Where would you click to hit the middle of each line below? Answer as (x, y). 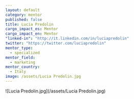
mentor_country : (23, 67)
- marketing (23, 62)
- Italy (18, 72)
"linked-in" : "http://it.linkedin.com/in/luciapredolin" (67, 39)
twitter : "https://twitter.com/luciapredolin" (56, 43)
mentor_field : (20, 57)
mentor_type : (19, 48)
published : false (24, 19)
